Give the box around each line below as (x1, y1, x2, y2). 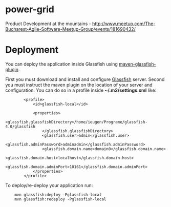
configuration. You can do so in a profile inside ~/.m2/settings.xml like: (5, 87, 157, 93)
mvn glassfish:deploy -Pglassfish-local (14, 192, 102, 197)
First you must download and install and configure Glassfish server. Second (5, 76, 165, 82)
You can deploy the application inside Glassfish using (5, 60, 118, 67)
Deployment (5, 44, 59, 56)
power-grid (5, 4, 55, 15)
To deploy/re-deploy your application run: (5, 182, 93, 188)
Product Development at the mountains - (5, 20, 91, 27)
